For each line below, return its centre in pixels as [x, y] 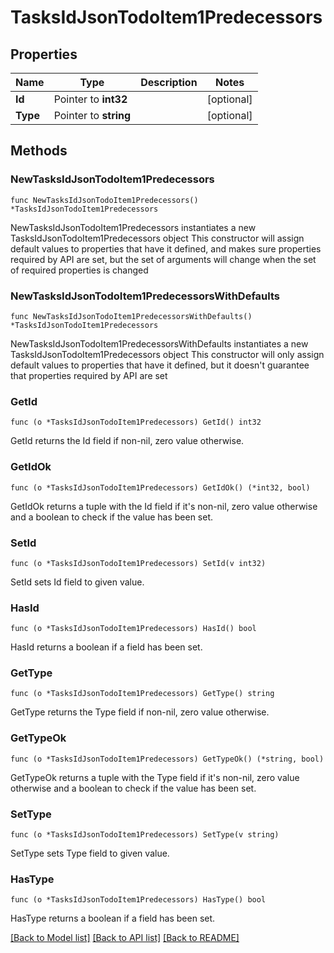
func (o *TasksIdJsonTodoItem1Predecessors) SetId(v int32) [138, 563]
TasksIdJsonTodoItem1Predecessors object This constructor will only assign [167, 354]
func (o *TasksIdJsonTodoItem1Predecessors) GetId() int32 [136, 422]
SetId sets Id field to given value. [77, 582]
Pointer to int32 [90, 99]
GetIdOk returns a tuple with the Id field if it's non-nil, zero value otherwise [164, 506]
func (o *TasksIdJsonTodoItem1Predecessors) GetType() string [142, 694]
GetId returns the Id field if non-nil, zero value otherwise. [127, 441]
